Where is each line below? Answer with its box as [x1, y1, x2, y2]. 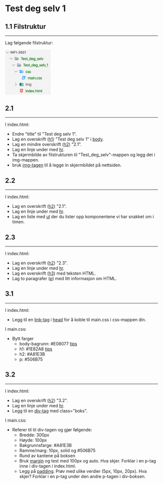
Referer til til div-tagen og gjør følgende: [12, 426, 92, 432]
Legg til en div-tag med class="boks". [12, 408, 88, 414]
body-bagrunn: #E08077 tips [19, 341, 78, 346]
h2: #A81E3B [19, 351, 45, 357]
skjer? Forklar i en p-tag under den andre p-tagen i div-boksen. [19, 473, 146, 479]
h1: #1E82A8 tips [19, 346, 52, 352]
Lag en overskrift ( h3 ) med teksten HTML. [12, 270, 96, 276]
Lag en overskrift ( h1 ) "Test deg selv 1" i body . [12, 136, 104, 142]
